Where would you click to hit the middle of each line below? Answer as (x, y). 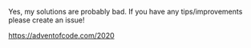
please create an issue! (47, 20)
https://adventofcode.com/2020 (61, 36)
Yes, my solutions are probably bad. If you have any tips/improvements (125, 12)
